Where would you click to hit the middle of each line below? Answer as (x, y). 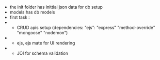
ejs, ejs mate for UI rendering (46, 43)
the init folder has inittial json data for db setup (56, 7)
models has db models (32, 12)
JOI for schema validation (42, 53)
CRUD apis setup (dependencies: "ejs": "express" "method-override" (86, 28)
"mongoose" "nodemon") (42, 33)
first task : (20, 17)
